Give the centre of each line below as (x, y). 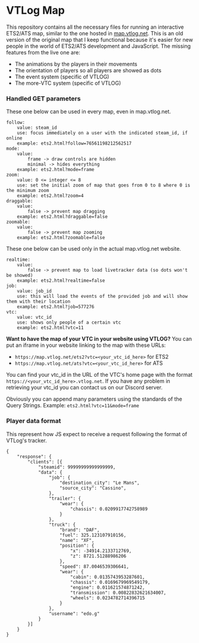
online (14, 138)
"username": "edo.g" (74, 614)
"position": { (77, 546)
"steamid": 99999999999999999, (77, 467)
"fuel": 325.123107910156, (93, 535)
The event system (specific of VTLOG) (62, 77)
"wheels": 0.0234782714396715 (108, 598)
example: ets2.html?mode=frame (56, 170)
